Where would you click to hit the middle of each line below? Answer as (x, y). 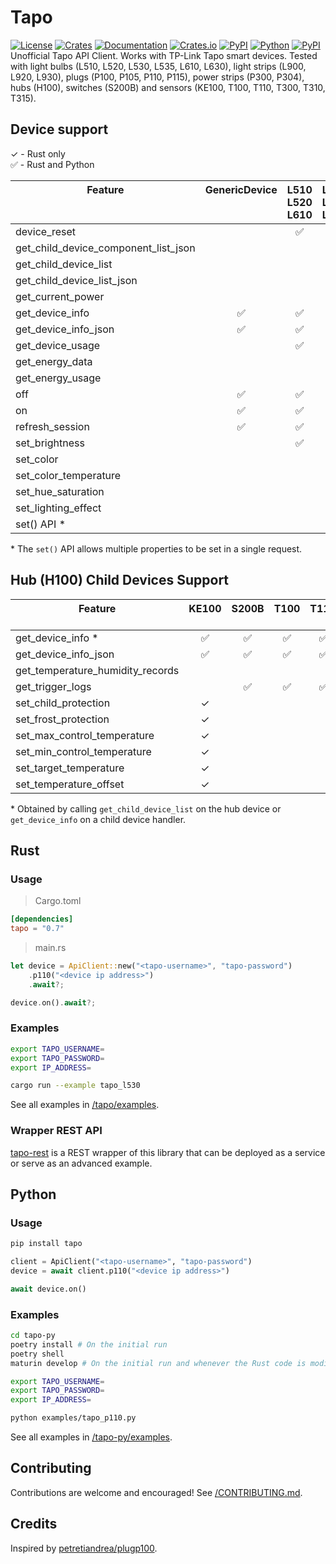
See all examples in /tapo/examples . (85, 1105)
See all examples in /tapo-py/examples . (91, 1437)
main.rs (50, 947)
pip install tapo (46, 1244)
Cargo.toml (58, 901)
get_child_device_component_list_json (105, 248)
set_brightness (50, 443)
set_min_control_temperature (83, 751)
